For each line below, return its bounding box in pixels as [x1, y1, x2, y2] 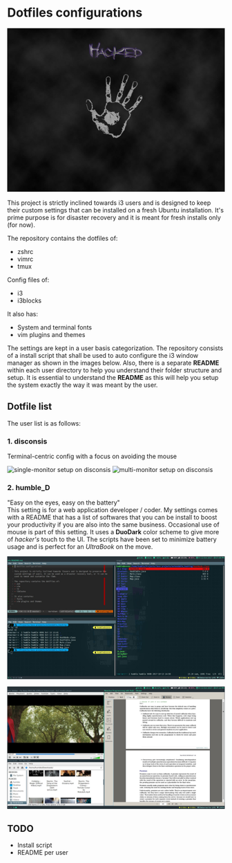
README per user [17, 848, 69, 857]
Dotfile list [7, 401, 52, 412]
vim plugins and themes [17, 330, 86, 338]
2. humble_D [7, 482, 50, 492]
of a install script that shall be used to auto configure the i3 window [7, 351, 199, 359]
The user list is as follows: [7, 419, 81, 427]
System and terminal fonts [17, 323, 92, 331]
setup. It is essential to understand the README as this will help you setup [7, 373, 219, 381]
